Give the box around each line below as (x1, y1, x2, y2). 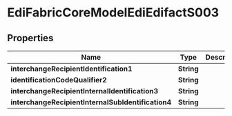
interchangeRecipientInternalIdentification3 (10, 86, 159, 95)
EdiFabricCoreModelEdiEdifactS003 (7, 5, 220, 21)
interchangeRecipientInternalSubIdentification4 (10, 97, 172, 107)
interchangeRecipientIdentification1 (10, 64, 133, 73)
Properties (7, 32, 54, 44)
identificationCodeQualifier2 (10, 76, 107, 84)
